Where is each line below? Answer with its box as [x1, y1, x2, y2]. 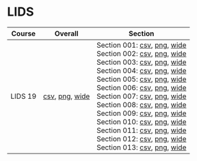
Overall [54, 29, 79, 38]
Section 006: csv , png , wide [96, 83, 187, 92]
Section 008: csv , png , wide [96, 100, 187, 109]
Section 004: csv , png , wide [96, 65, 187, 75]
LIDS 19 [10, 91, 37, 101]
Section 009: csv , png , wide [96, 108, 187, 118]
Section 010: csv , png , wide [96, 117, 187, 126]
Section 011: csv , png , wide [96, 126, 187, 135]
